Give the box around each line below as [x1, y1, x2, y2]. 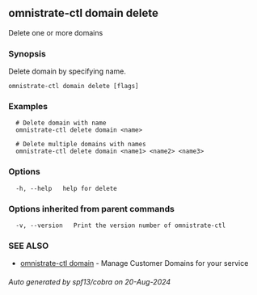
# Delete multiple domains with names [15, 141, 147, 149]
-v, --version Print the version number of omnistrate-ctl [15, 221, 226, 230]
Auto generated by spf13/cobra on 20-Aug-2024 [8, 276, 171, 286]
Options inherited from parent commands [8, 203, 175, 214]
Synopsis [8, 48, 46, 59]
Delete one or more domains [8, 27, 103, 37]
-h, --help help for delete [15, 184, 117, 192]
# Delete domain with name [15, 119, 107, 128]
